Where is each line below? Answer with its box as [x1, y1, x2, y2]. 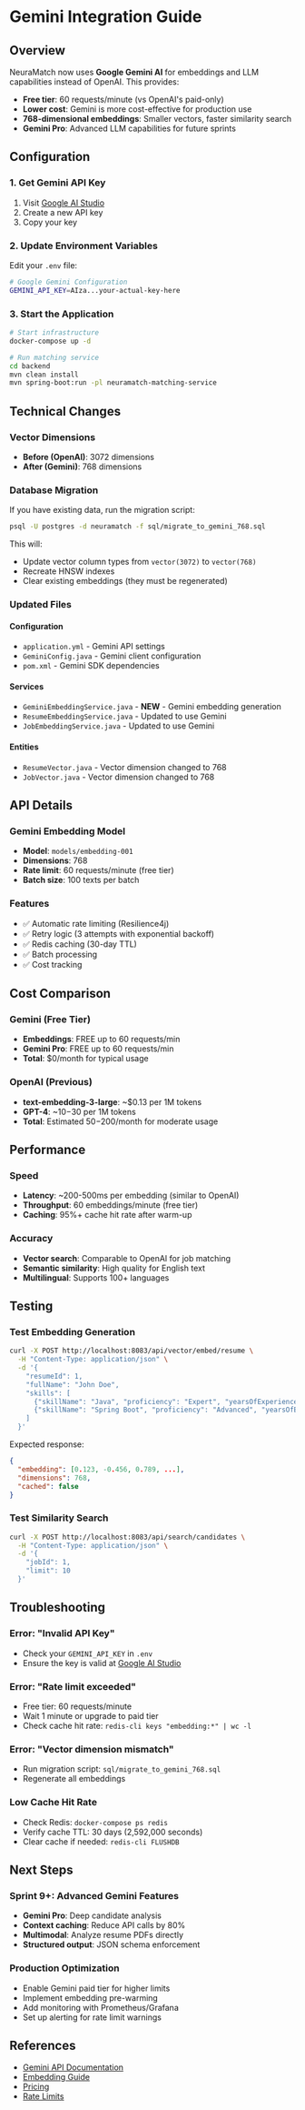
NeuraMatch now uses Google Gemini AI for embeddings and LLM [9, 66, 260, 77]
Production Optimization [9, 1962, 120, 1974]
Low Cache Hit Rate [9, 1796, 98, 1809]
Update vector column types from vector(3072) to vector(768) [22, 557, 257, 568]
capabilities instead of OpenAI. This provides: [9, 76, 180, 87]
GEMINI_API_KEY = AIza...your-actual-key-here [9, 286, 181, 295]
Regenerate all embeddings [22, 1773, 126, 1784]
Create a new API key [22, 206, 103, 217]
